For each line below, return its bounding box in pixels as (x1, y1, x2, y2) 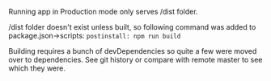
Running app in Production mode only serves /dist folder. (8, 7, 198, 16)
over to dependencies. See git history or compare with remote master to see (8, 55, 263, 64)
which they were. (8, 63, 66, 73)
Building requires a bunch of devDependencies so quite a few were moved (8, 47, 257, 55)
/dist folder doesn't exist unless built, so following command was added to (8, 22, 256, 31)
